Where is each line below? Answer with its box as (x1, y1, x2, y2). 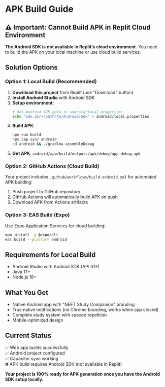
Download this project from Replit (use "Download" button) (12, 89, 134, 95)
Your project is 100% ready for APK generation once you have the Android (5, 371, 160, 377)
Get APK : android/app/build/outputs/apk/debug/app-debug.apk (12, 150, 141, 156)
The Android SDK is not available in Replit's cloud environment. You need (5, 44, 158, 50)
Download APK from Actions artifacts (12, 199, 88, 205)
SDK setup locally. (5, 376, 44, 382)
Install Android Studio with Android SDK (12, 95, 95, 101)
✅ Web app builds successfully (5, 344, 68, 351)
